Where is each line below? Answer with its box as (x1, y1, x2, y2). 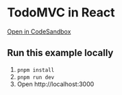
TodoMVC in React (7, 5, 115, 21)
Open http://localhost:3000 (16, 80, 95, 88)
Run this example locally (7, 47, 114, 59)
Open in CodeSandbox (7, 27, 71, 36)
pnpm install (16, 66, 55, 73)
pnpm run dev (16, 74, 55, 81)
